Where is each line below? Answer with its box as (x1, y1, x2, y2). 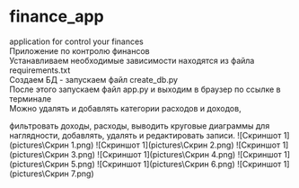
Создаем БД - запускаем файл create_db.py (9, 74, 178, 85)
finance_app (9, 6, 105, 27)
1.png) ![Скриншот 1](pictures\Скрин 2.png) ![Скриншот (70, 139, 281, 150)
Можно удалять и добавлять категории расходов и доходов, (9, 103, 242, 113)
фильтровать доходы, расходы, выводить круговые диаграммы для (9, 120, 270, 131)
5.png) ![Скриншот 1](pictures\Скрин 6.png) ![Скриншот (70, 158, 282, 169)
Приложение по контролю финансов (9, 45, 150, 56)
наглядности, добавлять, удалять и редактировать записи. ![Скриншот (9, 130, 282, 140)
